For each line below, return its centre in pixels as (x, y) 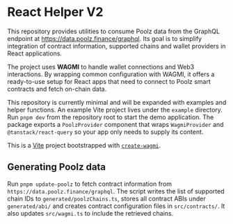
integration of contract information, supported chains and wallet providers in (116, 46)
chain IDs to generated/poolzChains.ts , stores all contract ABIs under (107, 198)
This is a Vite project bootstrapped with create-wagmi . (84, 145)
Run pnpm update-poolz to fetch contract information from (90, 184)
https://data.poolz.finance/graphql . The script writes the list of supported (116, 191)
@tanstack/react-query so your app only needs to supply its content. (105, 132)
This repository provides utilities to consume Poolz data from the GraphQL (114, 31)
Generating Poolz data (57, 167)
